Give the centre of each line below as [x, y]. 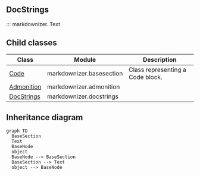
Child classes [32, 43]
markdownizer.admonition [83, 87]
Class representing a [157, 70]
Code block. [146, 77]
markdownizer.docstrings [83, 96]
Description [160, 59]
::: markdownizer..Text [33, 24]
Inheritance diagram [45, 117]
